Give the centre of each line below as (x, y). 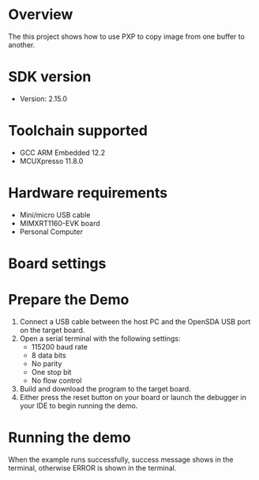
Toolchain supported (78, 131)
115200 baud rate (60, 346)
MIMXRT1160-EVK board (60, 223)
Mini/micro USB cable (55, 214)
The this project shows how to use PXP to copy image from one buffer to (126, 36)
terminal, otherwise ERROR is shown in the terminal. (92, 467)
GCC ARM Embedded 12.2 (62, 153)
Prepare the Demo (69, 300)
